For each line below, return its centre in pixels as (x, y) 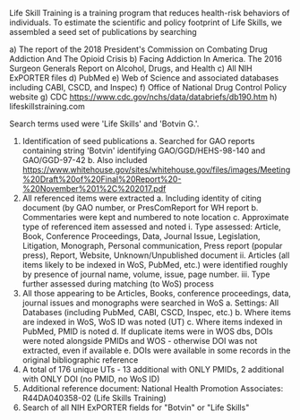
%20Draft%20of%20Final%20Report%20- (102, 179)
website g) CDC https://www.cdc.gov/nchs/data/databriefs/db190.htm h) (143, 97)
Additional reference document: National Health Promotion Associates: (153, 388)
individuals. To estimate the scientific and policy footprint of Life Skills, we (146, 22)
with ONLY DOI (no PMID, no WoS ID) (91, 379)
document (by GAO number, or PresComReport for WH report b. (140, 208)
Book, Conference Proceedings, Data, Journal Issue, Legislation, (141, 236)
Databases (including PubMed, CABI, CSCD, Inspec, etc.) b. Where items (156, 312)
